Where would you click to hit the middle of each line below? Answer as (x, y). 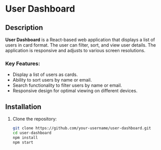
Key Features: (23, 63)
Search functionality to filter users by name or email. (67, 85)
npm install (25, 137)
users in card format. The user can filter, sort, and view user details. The (80, 45)
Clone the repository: (35, 119)
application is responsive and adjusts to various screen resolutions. (75, 50)
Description (24, 28)
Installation (23, 107)
